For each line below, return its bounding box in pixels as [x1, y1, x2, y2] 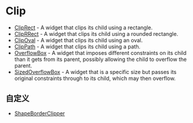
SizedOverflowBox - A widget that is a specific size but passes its [14, 68, 177, 75]
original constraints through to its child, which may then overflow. [14, 75, 176, 82]
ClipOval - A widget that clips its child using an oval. [14, 36, 143, 44]
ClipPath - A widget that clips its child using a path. [14, 43, 141, 50]
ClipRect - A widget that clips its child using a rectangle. [14, 24, 153, 31]
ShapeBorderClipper [14, 109, 65, 117]
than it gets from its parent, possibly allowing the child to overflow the [14, 56, 187, 63]
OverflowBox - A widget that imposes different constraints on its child [14, 49, 187, 56]
